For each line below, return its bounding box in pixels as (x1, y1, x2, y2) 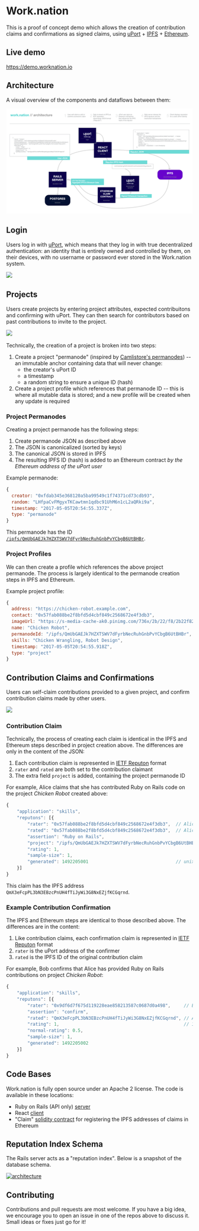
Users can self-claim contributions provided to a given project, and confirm (6, 688, 190, 696)
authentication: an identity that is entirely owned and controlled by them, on (6, 247, 191, 254)
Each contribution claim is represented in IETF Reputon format (14, 760, 167, 767)
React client (14, 1109, 44, 1116)
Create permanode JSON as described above (14, 437, 126, 444)
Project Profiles (6, 550, 52, 558)
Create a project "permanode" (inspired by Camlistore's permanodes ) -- (14, 353, 191, 361)
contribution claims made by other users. (6, 695, 107, 702)
